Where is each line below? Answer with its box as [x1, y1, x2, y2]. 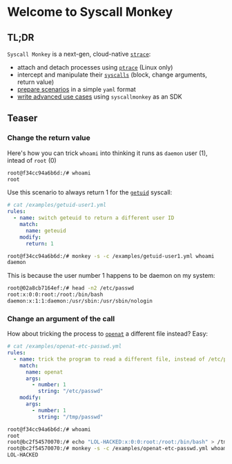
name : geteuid [25, 227, 67, 234]
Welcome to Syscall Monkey [7, 4, 173, 20]
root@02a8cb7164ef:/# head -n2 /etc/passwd [7, 285, 135, 292]
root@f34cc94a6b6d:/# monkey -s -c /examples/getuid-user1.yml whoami [7, 252, 215, 259]
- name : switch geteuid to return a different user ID [13, 214, 175, 221]
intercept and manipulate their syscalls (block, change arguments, [17, 70, 207, 79]
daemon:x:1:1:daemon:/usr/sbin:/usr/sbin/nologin [7, 298, 153, 305]
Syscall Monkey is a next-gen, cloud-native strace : [7, 50, 151, 58]
